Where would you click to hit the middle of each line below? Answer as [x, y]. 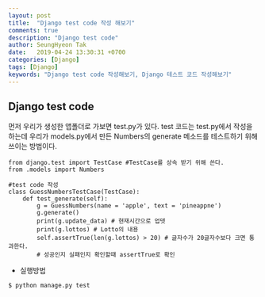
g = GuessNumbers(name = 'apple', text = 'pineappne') [129, 206]
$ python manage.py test [49, 286]
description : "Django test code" [63, 38]
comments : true [33, 30]
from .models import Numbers [56, 170]
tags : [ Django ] [33, 67]
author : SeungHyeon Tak [48, 45]
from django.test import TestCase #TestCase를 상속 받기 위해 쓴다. [116, 163]
